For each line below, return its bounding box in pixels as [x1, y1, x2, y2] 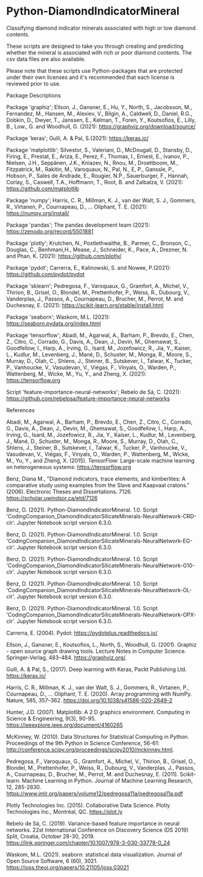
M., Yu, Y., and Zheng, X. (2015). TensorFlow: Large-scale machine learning [6, 456, 195, 464]
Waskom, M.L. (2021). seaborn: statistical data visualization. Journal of [6, 850, 182, 858]
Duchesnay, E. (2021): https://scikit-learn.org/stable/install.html [6, 301, 164, 308]
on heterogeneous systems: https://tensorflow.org [6, 463, 132, 470]
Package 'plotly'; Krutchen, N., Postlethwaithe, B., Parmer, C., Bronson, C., [6, 239, 192, 247]
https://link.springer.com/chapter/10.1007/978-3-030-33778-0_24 [6, 839, 170, 846]
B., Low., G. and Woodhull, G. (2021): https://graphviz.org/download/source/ [6, 122, 196, 130]
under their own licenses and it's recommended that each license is [6, 73, 175, 81]
